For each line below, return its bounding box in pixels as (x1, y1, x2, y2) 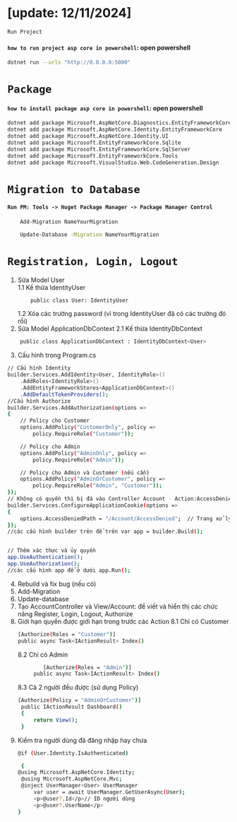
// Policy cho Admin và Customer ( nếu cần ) (20, 469, 150, 476)
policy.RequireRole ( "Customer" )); (32, 430, 134, 438)
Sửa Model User (17, 276, 65, 284)
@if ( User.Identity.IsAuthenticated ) (17, 749, 129, 757)
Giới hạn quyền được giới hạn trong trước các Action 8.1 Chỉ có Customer (17, 617, 229, 626)
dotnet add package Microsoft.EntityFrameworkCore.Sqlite (7, 139, 181, 146)
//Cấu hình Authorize (7, 397, 71, 404)
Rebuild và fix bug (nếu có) (17, 580, 97, 588)
